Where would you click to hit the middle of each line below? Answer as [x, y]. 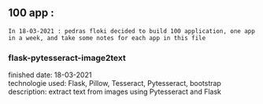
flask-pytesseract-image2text [67, 58]
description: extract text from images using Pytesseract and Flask [115, 92]
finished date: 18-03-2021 [50, 75]
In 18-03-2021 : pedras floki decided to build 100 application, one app [132, 31]
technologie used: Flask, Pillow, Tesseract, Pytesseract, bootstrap [115, 84]
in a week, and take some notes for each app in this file [107, 38]
